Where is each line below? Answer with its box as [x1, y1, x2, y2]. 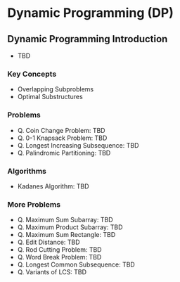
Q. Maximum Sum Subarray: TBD [17, 216, 113, 224]
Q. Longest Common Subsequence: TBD [17, 260, 135, 269]
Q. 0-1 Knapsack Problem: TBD [17, 134, 108, 142]
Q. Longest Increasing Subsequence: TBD [17, 141, 139, 149]
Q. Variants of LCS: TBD [17, 268, 86, 276]
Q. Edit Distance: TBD [17, 238, 80, 247]
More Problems [7, 199, 61, 209]
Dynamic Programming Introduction [7, 33, 168, 45]
